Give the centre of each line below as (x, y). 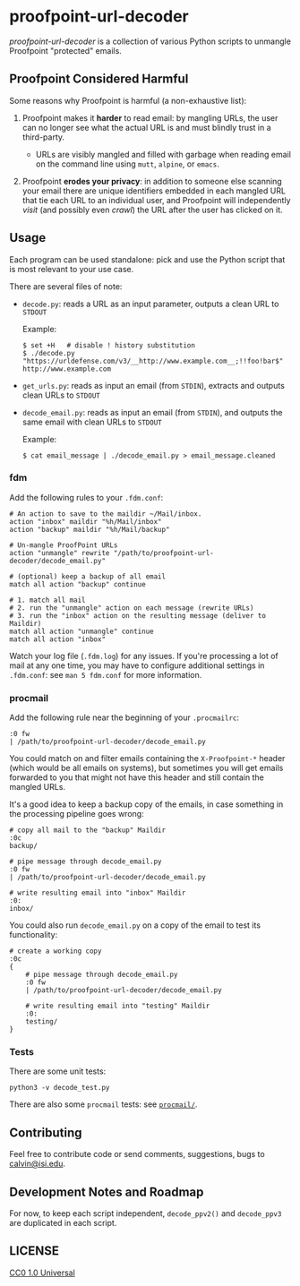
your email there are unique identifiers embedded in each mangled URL (154, 191)
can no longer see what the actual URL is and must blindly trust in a (146, 127)
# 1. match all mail (48, 600)
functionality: (34, 935)
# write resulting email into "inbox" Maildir (98, 893)
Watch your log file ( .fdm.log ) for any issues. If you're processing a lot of (144, 656)
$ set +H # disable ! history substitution (108, 345)
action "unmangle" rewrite (60, 553)
